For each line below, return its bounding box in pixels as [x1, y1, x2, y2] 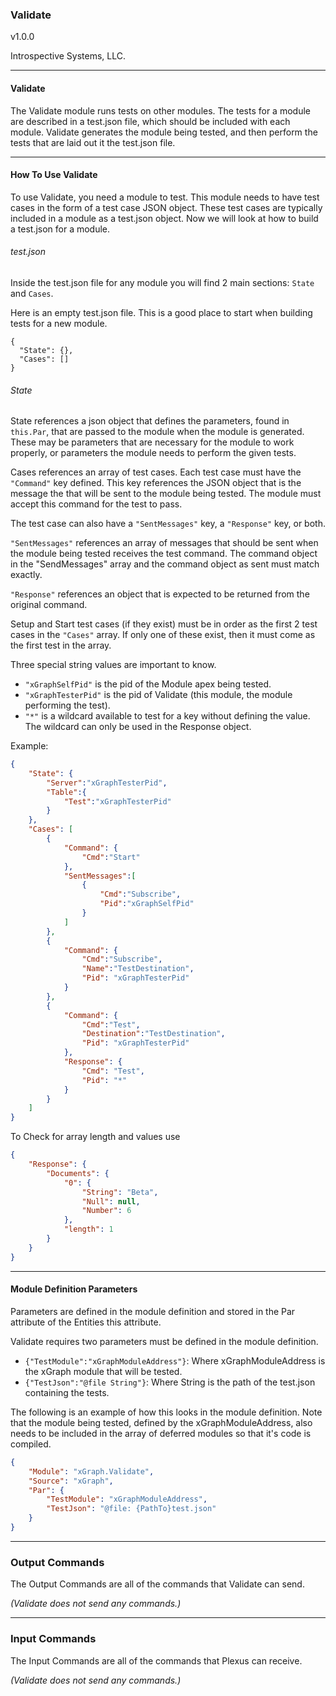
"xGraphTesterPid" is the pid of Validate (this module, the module [24, 689, 293, 701]
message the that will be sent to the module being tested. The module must [10, 488, 322, 500]
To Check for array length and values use [10, 1131, 181, 1143]
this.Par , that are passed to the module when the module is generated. [10, 426, 305, 438]
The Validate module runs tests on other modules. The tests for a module [10, 104, 311, 117]
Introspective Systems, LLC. [10, 50, 126, 62]
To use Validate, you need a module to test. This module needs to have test [10, 191, 320, 203]
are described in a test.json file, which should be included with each [10, 115, 291, 127]
